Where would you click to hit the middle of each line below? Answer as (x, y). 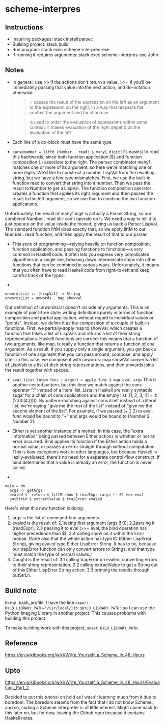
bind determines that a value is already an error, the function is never (82, 462)
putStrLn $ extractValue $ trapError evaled (56, 499)
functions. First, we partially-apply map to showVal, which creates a (74, 328)
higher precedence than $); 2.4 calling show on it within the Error (78, 533)
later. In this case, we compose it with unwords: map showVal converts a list (82, 359)
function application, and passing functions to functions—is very (78, 249)
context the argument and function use (69, 112)
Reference (21, 643)
